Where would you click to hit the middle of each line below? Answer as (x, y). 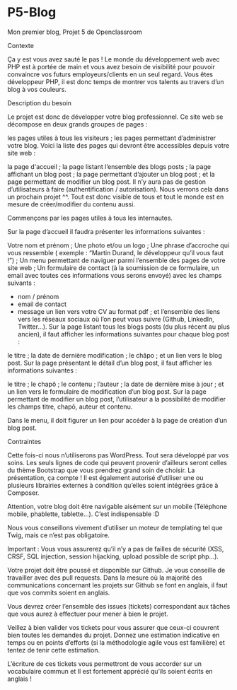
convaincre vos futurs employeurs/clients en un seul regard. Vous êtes (110, 74)
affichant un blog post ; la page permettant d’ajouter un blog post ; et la (111, 174)
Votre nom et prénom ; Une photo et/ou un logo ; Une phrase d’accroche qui (118, 245)
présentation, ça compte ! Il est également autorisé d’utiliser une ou (105, 477)
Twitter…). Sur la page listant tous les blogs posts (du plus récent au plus (123, 327)
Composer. (23, 493)
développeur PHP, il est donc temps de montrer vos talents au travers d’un (116, 81)
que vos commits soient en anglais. (59, 592)
